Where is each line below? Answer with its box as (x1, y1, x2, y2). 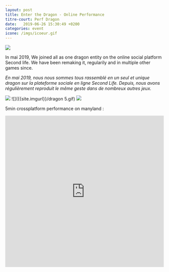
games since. (5, 65, 33, 71)
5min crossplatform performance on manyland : (5, 105, 104, 112)
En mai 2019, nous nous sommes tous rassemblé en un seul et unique (5, 75, 150, 81)
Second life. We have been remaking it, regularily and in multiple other (5, 60, 151, 66)
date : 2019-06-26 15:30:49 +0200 (5, 21, 80, 27)
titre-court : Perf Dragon (5, 17, 59, 22)
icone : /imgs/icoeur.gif (5, 31, 57, 36)
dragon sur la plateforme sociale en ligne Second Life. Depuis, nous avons (5, 80, 160, 86)
